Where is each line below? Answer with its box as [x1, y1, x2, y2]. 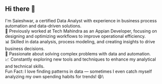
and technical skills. [5, 63, 45, 69]
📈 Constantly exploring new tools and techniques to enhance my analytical [5, 56, 156, 62]
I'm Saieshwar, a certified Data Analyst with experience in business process [5, 17, 157, 23]
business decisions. [5, 46, 45, 51]
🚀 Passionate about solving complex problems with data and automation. [5, 50, 151, 56]
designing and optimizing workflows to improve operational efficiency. [5, 33, 146, 39]
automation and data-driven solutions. [5, 23, 82, 29]
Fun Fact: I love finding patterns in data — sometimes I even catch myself [5, 68, 152, 74]
